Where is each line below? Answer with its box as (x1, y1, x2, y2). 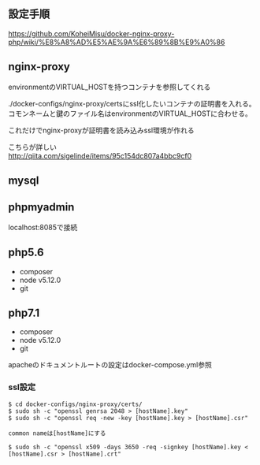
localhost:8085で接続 (8, 222, 78, 232)
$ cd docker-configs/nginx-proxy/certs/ (8, 400, 143, 408)
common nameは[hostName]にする (8, 429, 106, 437)
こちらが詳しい (8, 142, 57, 151)
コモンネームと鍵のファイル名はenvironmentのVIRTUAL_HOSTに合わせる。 (8, 109, 252, 118)
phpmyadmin (8, 200, 75, 214)
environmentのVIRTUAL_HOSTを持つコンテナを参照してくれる (8, 82, 211, 91)
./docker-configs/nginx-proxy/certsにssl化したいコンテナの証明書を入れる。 (8, 99, 256, 108)
